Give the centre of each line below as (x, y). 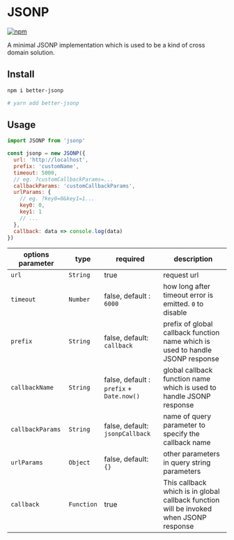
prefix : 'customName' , (46, 166)
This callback (185, 483)
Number (79, 300)
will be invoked (188, 509)
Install (21, 74)
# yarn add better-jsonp (43, 103)
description (193, 259)
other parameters (192, 454)
